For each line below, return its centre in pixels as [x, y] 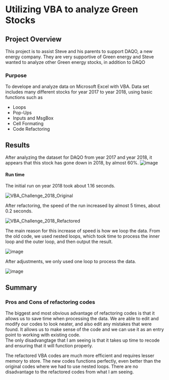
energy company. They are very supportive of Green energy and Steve [80, 57]
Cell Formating [28, 124]
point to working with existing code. [43, 335]
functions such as [24, 98]
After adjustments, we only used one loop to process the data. [71, 262]
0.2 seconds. [19, 211]
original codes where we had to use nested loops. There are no [72, 366]
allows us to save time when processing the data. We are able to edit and [82, 318]
